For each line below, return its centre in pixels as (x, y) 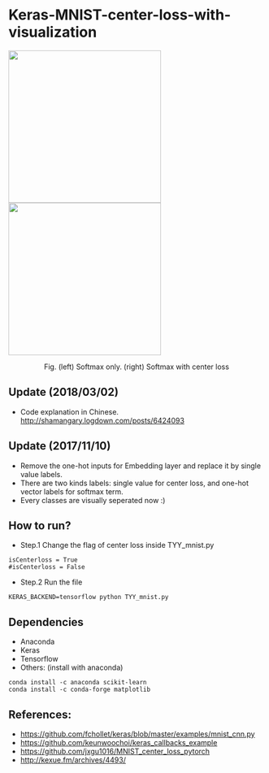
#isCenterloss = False (47, 567)
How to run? (40, 525)
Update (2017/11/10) (60, 446)
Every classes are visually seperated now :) (93, 500)
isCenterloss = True (43, 560)
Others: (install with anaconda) (72, 667)
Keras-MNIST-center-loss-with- (120, 15)
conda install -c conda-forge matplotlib (80, 690)
